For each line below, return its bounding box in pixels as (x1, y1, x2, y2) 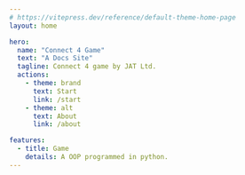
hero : (9, 37, 29, 46)
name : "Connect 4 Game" (17, 45, 105, 54)
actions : (17, 70, 50, 80)
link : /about (32, 120, 82, 129)
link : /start (32, 95, 82, 104)
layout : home (9, 21, 58, 30)
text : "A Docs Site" (17, 54, 93, 63)
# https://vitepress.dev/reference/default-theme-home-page (9, 12, 237, 22)
